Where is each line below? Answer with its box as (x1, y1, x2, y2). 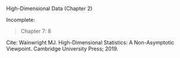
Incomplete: (6, 16, 36, 23)
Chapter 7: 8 (20, 28, 52, 35)
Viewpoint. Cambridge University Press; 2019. (6, 45, 119, 52)
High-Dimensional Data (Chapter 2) (6, 5, 93, 12)
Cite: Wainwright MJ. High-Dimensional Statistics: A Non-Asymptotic (6, 39, 175, 46)
